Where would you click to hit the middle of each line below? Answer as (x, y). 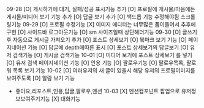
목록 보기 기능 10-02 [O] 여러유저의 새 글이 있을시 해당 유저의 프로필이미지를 (104, 70)
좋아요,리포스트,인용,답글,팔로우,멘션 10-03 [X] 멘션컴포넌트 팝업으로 (97, 91)
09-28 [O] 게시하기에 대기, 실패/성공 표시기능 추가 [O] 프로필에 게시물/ (91, 9)
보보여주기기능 (32, 99)
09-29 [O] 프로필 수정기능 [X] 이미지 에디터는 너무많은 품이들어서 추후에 (109, 24)
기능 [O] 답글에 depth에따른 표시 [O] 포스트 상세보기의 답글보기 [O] (108, 47)
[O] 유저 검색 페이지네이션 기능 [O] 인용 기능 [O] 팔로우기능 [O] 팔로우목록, (96, 63)
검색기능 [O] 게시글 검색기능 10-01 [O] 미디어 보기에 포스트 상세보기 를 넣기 (103, 55)
